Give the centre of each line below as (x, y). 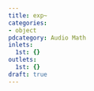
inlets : (21, 45)
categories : (28, 23)
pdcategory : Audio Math (47, 38)
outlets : (23, 60)
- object (23, 30)
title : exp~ (28, 15)
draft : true (28, 74)
